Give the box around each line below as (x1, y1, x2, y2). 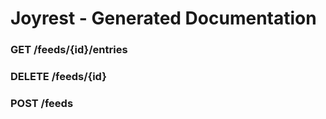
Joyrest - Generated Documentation (10, 7, 317, 30)
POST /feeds (10, 96, 74, 110)
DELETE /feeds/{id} (10, 70, 107, 84)
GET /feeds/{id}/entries (10, 43, 128, 57)
